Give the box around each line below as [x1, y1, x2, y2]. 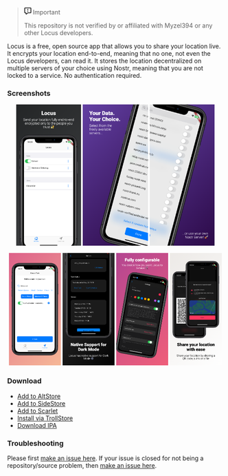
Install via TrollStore [16, 414, 73, 422]
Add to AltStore [16, 392, 61, 400]
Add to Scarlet [16, 406, 58, 415]
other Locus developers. [23, 29, 93, 37]
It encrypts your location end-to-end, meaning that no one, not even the [7, 50, 211, 57]
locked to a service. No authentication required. [7, 72, 142, 79]
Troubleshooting [7, 438, 64, 448]
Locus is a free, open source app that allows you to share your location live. [7, 42, 221, 50]
